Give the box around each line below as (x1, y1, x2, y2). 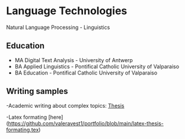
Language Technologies (6, 4, 127, 18)
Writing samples (6, 86, 68, 96)
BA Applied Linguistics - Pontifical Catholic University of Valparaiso (14, 63, 180, 70)
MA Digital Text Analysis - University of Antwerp (14, 56, 133, 63)
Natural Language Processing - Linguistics (6, 24, 110, 31)
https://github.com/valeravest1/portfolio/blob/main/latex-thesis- (8, 119, 164, 127)
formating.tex (6, 126, 39, 133)
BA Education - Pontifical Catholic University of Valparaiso (14, 69, 158, 76)
